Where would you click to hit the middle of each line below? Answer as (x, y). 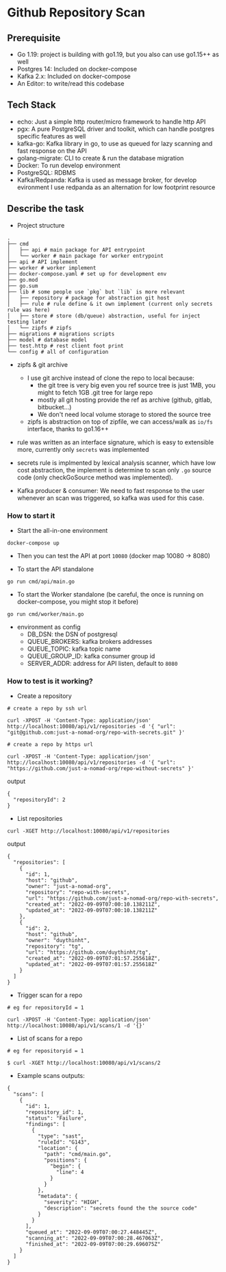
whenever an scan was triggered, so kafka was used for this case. (111, 498)
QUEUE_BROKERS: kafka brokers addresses (90, 641)
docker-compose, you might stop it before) (78, 601)
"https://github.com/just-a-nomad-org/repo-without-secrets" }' (101, 769)
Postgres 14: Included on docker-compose (77, 69)
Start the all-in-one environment (62, 530)
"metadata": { (58, 1197)
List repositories (40, 819)
